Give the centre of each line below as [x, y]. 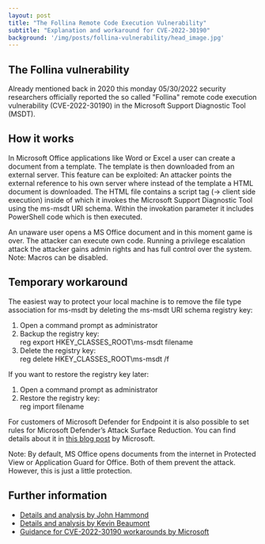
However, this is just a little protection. [70, 470]
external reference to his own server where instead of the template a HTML [131, 183]
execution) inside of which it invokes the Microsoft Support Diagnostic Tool [131, 200]
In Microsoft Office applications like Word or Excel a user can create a [122, 158]
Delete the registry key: [58, 350]
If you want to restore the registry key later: [79, 374]
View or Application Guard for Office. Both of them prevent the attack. [122, 462]
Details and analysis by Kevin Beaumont [85, 523]
